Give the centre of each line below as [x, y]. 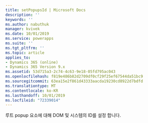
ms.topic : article [25, 53]
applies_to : [18, 57]
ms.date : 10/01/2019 [27, 34]
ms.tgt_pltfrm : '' [25, 48]
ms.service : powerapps [29, 39]
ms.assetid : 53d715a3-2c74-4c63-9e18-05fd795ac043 [60, 72]
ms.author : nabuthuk [27, 24]
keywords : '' [19, 19]
